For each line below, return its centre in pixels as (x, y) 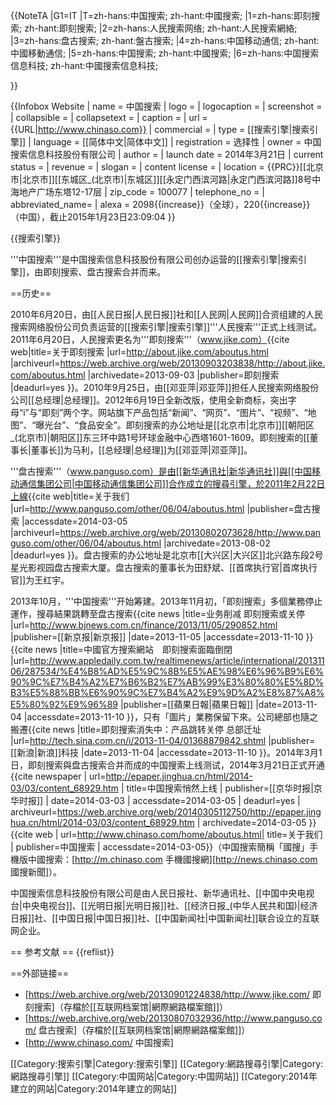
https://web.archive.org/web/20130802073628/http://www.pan (190, 532)
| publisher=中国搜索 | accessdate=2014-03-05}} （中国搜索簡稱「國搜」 (160, 847)
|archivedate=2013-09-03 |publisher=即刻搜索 (183, 375)
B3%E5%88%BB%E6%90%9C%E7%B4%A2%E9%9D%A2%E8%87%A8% (167, 692)
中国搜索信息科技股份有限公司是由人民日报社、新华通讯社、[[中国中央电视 (162, 893)
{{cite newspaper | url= (58, 776)
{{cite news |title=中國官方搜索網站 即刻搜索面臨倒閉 (121, 649)
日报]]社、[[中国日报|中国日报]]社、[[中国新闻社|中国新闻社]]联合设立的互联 (165, 918)
